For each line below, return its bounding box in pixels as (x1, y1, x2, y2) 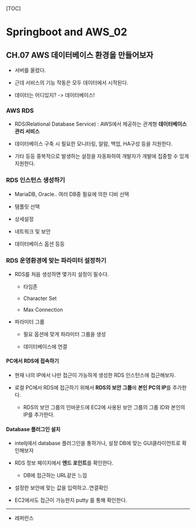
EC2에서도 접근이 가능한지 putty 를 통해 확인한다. (14, 497, 127, 504)
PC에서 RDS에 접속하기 (6, 357, 60, 364)
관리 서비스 (14, 128, 40, 135)
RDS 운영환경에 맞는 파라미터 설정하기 (6, 256, 107, 264)
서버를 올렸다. (14, 67, 47, 74)
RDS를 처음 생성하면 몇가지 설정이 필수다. (14, 270, 109, 277)
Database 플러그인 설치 (6, 425, 61, 432)
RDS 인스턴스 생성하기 (6, 176, 65, 184)
